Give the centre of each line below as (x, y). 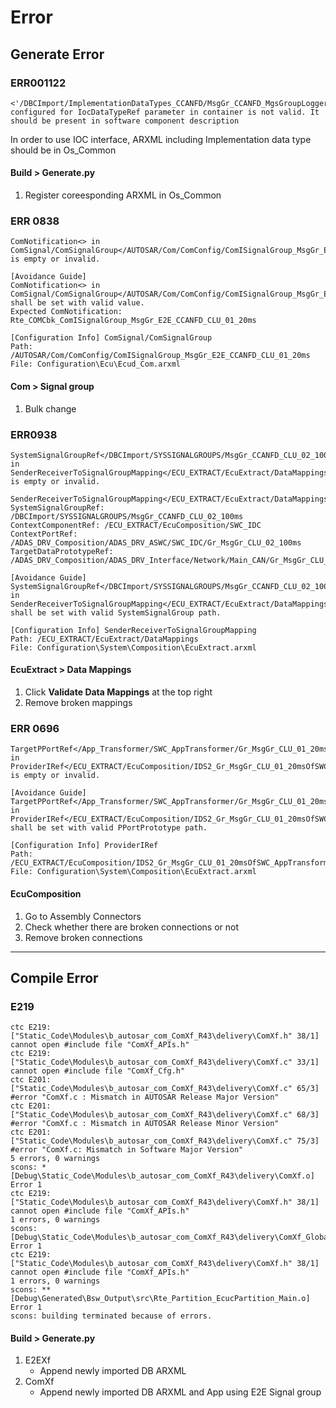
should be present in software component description (125, 121)
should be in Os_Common (63, 150)
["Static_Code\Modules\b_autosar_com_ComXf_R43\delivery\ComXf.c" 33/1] (165, 1062)
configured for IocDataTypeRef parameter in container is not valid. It (165, 112)
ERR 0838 (35, 221)
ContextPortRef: (44, 534)
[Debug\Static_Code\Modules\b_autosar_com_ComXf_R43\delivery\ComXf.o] (162, 1176)
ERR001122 (38, 83)
